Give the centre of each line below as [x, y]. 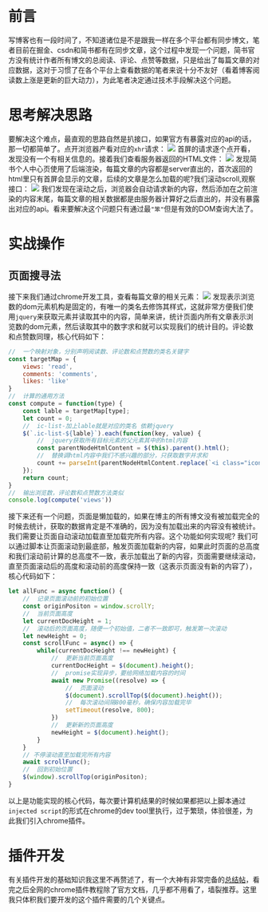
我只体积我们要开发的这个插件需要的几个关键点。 [89, 899]
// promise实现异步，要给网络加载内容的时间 [118, 673]
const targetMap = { [43, 359]
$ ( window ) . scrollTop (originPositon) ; [85, 777]
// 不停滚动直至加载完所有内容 [67, 755]
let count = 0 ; [48, 418]
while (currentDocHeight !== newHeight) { [107, 651]
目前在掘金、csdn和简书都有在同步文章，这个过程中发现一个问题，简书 [132, 50]
